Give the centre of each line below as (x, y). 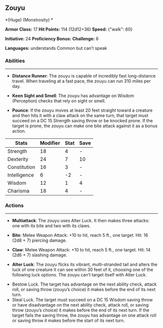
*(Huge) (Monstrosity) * (29, 19)
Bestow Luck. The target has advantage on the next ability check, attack (84, 284)
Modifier (50, 143)
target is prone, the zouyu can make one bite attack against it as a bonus (85, 126)
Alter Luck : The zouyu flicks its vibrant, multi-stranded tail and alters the (85, 265)
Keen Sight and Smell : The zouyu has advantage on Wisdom (73, 96)
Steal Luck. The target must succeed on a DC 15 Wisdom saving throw (82, 300)
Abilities (15, 60)
